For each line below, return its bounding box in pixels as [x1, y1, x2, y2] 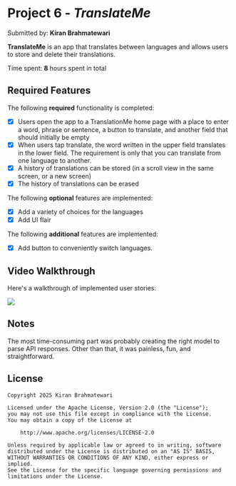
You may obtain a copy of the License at [7, 416, 133, 424]
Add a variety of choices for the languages [17, 208, 144, 216]
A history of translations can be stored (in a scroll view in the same [17, 163, 214, 172]
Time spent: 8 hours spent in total [7, 64, 107, 72]
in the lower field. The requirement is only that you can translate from [17, 148, 221, 157]
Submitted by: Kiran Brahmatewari [7, 29, 111, 37]
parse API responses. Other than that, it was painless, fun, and [7, 344, 191, 353]
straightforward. [7, 352, 55, 360]
